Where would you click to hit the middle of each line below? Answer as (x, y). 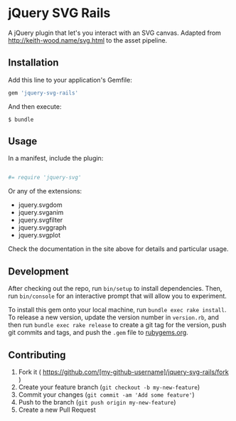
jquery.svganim (41, 213)
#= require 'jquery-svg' (45, 178)
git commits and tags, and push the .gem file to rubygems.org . (98, 333)
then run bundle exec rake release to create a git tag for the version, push (117, 325)
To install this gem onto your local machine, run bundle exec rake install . (117, 310)
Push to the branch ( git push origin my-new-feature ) (97, 402)
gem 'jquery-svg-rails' (43, 93)
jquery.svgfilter (41, 220)
